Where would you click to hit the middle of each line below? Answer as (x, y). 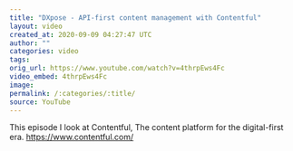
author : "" (30, 43)
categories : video (44, 52)
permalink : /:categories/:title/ (73, 93)
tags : (20, 60)
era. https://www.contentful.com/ (72, 137)
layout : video (36, 26)
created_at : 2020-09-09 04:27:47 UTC (81, 34)
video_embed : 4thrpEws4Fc (58, 77)
